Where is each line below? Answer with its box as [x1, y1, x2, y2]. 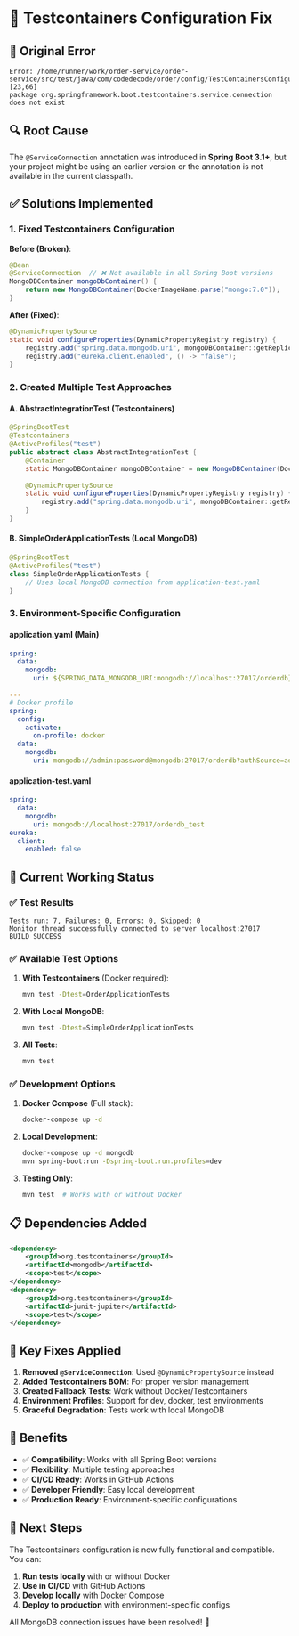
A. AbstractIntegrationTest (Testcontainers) [9, 403, 175, 413]
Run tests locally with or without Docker [21, 1571, 171, 1582]
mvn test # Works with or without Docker [21, 1190, 182, 1199]
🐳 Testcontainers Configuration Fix [9, 8, 273, 28]
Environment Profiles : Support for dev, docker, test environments [21, 1396, 264, 1406]
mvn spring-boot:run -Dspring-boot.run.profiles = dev [21, 1157, 222, 1166]
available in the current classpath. [9, 170, 133, 181]
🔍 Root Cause [9, 124, 89, 139]
